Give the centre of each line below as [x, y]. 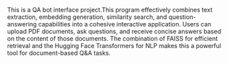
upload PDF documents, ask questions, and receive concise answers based [114, 31]
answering [22, 24]
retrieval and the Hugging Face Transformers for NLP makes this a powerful [114, 46]
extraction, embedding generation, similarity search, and [87, 17]
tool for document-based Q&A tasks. [59, 53]
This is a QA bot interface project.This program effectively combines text [110, 10]
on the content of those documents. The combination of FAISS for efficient [113, 39]
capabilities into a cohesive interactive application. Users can [125, 24]
